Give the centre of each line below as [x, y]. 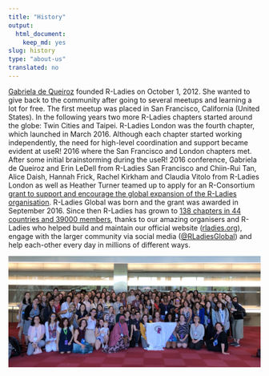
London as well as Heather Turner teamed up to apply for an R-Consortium [132, 185]
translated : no [34, 68]
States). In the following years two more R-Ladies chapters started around [130, 117]
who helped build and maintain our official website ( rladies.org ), [137, 228]
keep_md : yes [44, 42]
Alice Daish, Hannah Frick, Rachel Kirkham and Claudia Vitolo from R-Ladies [134, 176]
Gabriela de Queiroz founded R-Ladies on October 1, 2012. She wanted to [129, 91]
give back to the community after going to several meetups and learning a [130, 99]
